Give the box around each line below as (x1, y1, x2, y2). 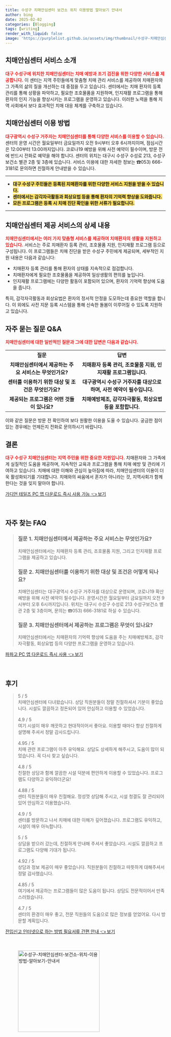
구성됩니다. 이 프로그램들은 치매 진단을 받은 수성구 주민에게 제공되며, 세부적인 (5, 248, 159, 254)
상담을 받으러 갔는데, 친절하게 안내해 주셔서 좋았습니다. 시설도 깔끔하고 (17, 841, 158, 847)
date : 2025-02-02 (5, 17, 42, 22)
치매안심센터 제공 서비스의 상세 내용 (5, 221, 110, 229)
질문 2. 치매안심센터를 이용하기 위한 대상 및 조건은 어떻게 (17, 568, 148, 575)
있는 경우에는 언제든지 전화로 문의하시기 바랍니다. (5, 424, 103, 430)
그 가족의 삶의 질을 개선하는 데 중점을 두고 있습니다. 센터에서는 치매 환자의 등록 (5, 83, 161, 89)
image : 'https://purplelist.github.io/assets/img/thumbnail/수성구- (5, 36, 151, 41)
